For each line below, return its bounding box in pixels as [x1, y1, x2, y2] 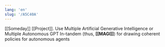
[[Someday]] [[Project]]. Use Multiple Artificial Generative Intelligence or [4, 25, 153, 31]
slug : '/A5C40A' [4, 12, 38, 17]
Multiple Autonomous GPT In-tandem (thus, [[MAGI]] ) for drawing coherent [4, 31, 160, 37]
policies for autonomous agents [4, 36, 70, 42]
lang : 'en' [4, 7, 27, 12]
